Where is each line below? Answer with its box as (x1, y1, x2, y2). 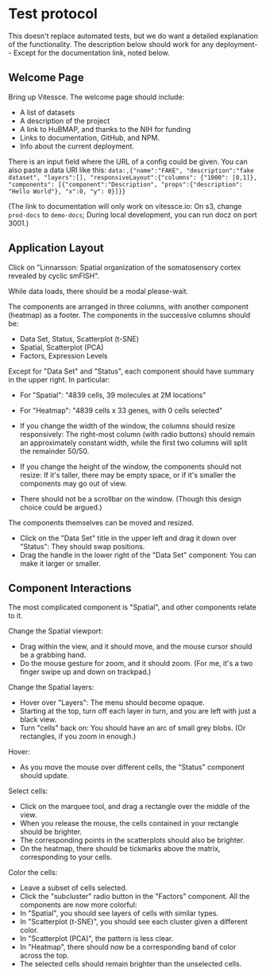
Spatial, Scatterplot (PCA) (19, 343, 104, 352)
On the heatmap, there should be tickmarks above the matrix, (19, 844, 221, 854)
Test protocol (8, 5, 98, 23)
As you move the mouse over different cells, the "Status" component (19, 762, 245, 772)
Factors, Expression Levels (19, 351, 108, 360)
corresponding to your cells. (19, 852, 113, 862)
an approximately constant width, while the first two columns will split (19, 438, 248, 447)
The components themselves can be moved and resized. (8, 517, 195, 527)
